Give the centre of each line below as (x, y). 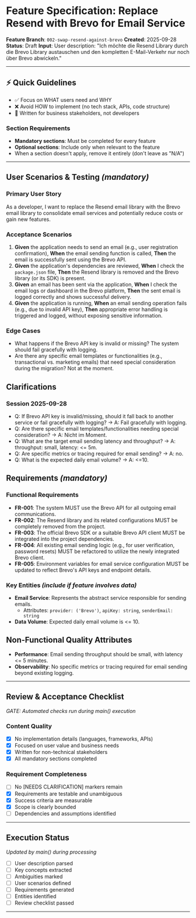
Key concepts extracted (43, 870)
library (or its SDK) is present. (50, 278)
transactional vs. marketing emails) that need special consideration (95, 362)
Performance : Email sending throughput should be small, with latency (99, 654)
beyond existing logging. (44, 673)
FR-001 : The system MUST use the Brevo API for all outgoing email (95, 507)
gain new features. (29, 219)
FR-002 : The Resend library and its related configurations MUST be (96, 520)
